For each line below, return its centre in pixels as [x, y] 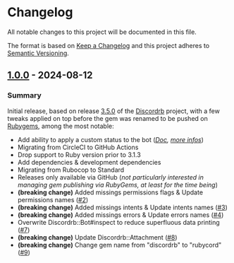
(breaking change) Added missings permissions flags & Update [110, 192]
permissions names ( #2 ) [53, 199]
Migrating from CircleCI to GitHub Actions [78, 147]
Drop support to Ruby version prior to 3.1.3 [79, 154]
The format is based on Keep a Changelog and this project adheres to [109, 45]
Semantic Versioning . [38, 53]
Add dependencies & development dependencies [89, 162]
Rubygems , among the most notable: [61, 126]
